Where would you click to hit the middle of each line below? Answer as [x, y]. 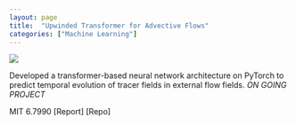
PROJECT [28, 95]
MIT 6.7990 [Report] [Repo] [60, 112]
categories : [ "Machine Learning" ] [74, 34]
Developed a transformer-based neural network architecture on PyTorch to [147, 75]
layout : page [33, 17]
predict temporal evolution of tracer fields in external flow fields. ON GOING [148, 85]
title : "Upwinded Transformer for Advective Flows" [109, 26]
